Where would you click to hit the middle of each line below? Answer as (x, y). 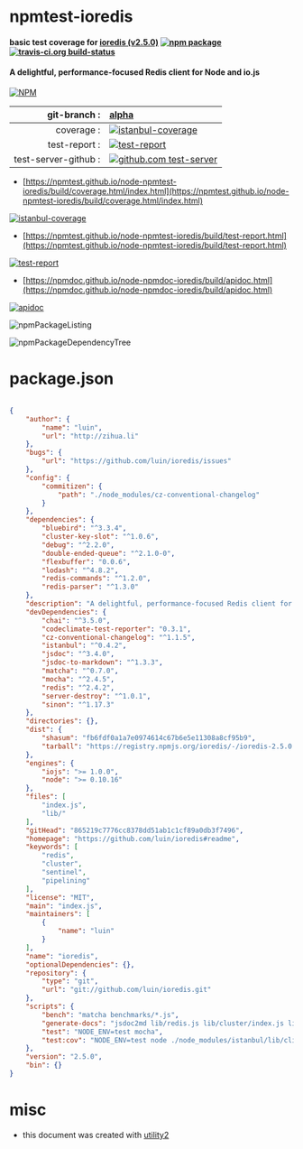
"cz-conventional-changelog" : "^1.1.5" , (119, 637)
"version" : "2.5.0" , (64, 1057)
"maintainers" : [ (58, 914)
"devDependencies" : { (66, 612)
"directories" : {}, (62, 721)
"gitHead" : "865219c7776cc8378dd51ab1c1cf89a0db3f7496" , (135, 830)
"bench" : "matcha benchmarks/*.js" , (110, 1015)
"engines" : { (50, 763)
